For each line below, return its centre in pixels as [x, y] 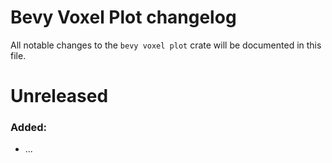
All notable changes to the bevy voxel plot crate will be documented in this [166, 45]
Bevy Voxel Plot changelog [123, 17]
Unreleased [59, 96]
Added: [28, 128]
